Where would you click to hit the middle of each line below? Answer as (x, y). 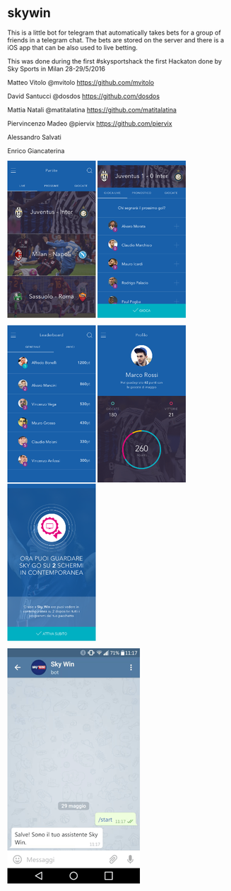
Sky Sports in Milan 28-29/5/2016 (57, 68)
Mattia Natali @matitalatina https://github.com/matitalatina (92, 109)
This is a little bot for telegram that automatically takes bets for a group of (114, 32)
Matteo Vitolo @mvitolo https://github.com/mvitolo (81, 82)
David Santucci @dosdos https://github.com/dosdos (84, 96)
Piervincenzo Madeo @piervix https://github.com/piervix (90, 123)
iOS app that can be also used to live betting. (72, 47)
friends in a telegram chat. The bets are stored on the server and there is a (116, 40)
